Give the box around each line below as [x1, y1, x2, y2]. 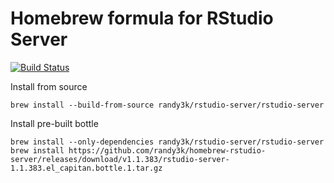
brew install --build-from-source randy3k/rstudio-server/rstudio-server [10, 100, 325, 110]
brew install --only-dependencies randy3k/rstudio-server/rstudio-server [10, 137, 325, 147]
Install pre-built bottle [10, 117, 99, 129]
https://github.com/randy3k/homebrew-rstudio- [68, 145, 267, 156]
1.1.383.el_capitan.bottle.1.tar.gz [10, 163, 163, 173]
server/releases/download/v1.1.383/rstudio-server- [10, 154, 230, 164]
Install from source [10, 80, 88, 92]
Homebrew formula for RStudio [10, 7, 274, 30]
